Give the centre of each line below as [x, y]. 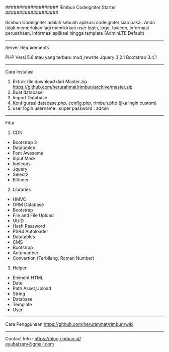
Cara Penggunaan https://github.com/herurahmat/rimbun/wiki [69, 324]
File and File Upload [33, 215]
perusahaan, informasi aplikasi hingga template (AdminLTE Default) [75, 33]
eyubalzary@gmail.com [30, 344]
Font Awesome [28, 153]
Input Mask [24, 158]
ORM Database [28, 204]
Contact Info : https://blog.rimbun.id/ [43, 339]
